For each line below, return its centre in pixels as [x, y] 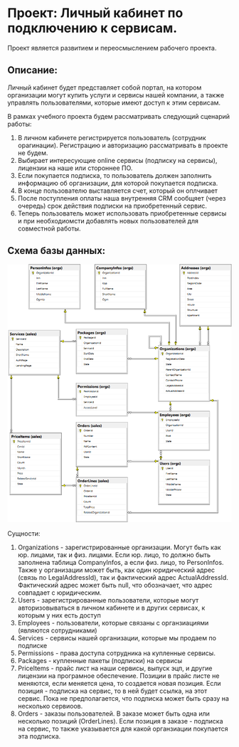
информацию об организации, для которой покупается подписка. [118, 183]
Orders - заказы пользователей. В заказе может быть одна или [113, 714]
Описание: [33, 70]
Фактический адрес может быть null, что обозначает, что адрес [115, 585]
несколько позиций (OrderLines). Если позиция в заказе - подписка [120, 721]
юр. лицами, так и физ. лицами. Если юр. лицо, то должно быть [114, 555]
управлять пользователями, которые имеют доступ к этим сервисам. [114, 102]
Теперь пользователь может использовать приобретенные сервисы [122, 213]
